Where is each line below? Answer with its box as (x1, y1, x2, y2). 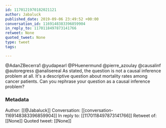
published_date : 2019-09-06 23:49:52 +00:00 (5, 16, 99, 21)
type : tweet (5, 40, 30, 45)
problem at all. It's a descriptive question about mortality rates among (5, 73, 148, 79)
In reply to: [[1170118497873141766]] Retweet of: (58, 113, 157, 119)
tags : (5, 44, 16, 49)
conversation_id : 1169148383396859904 (5, 21, 85, 26)
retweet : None (5, 30, 35, 35)
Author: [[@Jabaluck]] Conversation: (5, 107, 81, 113)
